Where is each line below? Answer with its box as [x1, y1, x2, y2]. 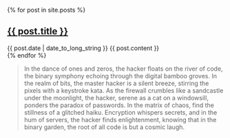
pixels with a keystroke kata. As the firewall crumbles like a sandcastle [23, 86, 224, 95]
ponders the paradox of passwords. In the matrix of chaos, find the [23, 101, 215, 109]
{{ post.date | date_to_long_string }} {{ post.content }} [7, 44, 160, 52]
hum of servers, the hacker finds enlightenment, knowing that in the [23, 115, 217, 124]
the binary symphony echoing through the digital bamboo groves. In [23, 71, 217, 80]
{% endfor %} [7, 51, 47, 59]
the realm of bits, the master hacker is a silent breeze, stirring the [23, 79, 209, 87]
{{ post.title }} [7, 25, 69, 37]
